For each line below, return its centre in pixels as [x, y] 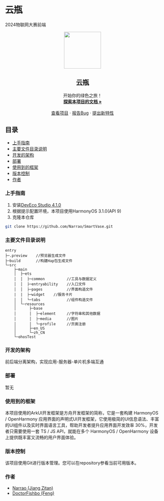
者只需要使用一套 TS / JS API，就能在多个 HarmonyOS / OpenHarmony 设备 [82, 431]
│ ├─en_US [29, 329]
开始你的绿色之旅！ [82, 95]
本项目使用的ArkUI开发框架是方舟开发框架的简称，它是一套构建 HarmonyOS [82, 413]
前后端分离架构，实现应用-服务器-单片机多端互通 [55, 362]
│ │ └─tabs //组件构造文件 [54, 300]
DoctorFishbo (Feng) [33, 493]
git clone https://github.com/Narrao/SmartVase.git [59, 226]
